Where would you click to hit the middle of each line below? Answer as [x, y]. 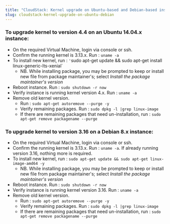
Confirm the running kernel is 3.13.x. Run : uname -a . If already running [85, 148]
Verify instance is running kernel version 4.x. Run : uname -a [75, 93]
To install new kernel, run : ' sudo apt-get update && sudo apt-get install [87, 60]
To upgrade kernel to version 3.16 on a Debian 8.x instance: [79, 131]
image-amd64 [25, 164]
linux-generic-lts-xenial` [38, 66]
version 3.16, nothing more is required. [52, 153]
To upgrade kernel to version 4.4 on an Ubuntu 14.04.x [74, 32]
